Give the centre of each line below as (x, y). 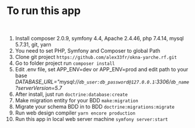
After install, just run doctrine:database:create (71, 94)
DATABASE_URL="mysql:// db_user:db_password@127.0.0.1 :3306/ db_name (102, 82)
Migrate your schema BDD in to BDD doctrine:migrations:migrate (95, 106)
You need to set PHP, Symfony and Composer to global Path (88, 50)
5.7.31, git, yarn (33, 44)
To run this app (44, 11)
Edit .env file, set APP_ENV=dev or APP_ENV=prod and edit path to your (102, 69)
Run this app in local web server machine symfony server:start (91, 119)
